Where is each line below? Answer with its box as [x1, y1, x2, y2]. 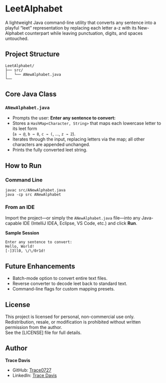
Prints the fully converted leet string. [12, 147, 88, 153]
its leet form [12, 125, 37, 131]
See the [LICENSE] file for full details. [5, 329, 82, 335]
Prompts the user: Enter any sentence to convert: [12, 115, 116, 121]
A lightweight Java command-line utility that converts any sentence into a [5, 19, 156, 25]
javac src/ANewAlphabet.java [5, 188, 66, 193]
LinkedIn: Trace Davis [12, 372, 57, 378]
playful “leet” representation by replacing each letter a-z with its [5, 24, 137, 30]
